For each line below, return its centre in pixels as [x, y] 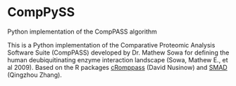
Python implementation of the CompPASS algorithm [82, 31]
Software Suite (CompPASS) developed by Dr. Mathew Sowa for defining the [118, 52]
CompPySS [41, 12]
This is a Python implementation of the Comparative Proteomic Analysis [111, 45]
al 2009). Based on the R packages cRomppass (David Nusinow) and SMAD [117, 67]
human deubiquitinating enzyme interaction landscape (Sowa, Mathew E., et [118, 59]
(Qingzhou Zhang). [35, 75]
